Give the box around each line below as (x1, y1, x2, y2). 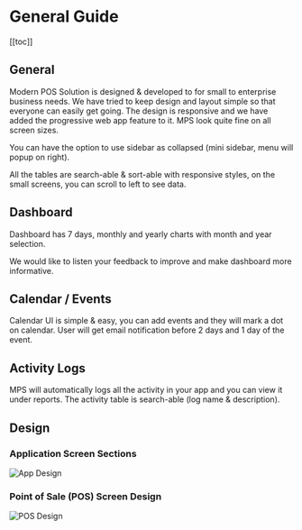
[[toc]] (9, 36, 33, 47)
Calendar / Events (9, 291, 112, 306)
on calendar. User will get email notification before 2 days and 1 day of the (9, 324, 285, 335)
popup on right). (9, 151, 70, 162)
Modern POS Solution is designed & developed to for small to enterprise (9, 86, 277, 96)
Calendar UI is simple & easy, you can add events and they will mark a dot (9, 315, 284, 326)
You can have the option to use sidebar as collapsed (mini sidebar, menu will (9, 142, 294, 152)
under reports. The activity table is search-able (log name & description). (9, 394, 280, 405)
